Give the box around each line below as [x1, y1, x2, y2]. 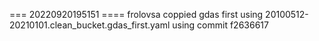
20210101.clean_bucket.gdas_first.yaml [9, 19, 171, 31]
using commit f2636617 [172, 19, 269, 31]
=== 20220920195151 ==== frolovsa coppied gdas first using [9, 9, 264, 20]
